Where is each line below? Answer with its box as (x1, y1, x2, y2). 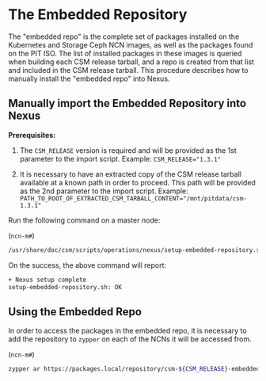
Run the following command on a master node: (8, 215, 161, 225)
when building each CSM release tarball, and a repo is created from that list (8, 57, 255, 67)
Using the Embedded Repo (8, 305, 142, 318)
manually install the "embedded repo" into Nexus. (8, 74, 170, 83)
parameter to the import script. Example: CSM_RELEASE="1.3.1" (19, 154, 222, 163)
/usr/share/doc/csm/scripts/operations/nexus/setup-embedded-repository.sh (8, 246, 264, 254)
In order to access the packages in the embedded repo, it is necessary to (8, 326, 247, 336)
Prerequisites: (8, 130, 56, 139)
